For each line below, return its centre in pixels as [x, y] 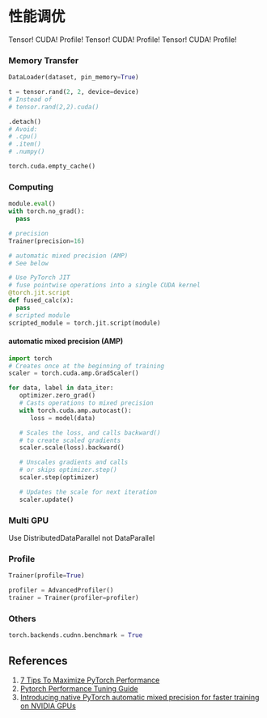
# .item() [25, 144]
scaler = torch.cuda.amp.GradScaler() [74, 373]
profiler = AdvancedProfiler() [61, 591]
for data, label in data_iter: [61, 388]
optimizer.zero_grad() [57, 396]
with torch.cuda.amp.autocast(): [75, 410]
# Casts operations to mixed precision [86, 403]
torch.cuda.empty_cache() [52, 167]
